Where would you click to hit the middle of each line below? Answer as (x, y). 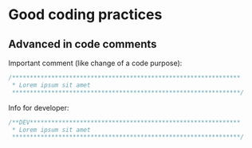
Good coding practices (85, 15)
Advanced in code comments (83, 44)
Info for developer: (39, 107)
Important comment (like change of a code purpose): (95, 63)
